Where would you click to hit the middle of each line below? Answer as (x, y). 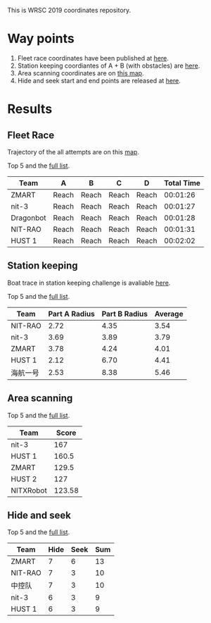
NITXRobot (29, 491)
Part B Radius (125, 314)
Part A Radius (71, 314)
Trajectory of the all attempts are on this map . (73, 152)
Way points (41, 39)
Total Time (182, 183)
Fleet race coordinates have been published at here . (93, 58)
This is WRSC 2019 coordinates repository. (69, 10)
